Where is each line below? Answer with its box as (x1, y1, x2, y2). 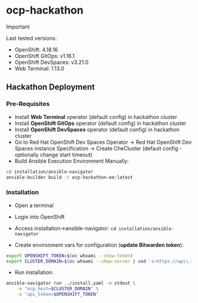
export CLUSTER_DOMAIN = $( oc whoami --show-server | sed (6, 258, 146, 264)
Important (6, 23, 30, 30)
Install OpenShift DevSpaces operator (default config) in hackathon (14, 125, 180, 133)
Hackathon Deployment (6, 82, 95, 92)
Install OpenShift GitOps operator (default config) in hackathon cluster (14, 120, 187, 127)
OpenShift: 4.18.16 (14, 46, 58, 53)
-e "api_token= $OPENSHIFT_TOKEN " (16, 291, 99, 298)
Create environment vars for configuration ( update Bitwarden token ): (14, 241, 184, 249)
